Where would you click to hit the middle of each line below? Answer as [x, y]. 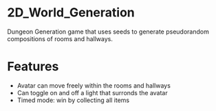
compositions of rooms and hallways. [60, 38]
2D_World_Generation [71, 13]
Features [33, 67]
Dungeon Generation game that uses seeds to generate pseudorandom [108, 32]
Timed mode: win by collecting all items [73, 100]
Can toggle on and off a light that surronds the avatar [93, 92]
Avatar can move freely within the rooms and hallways [94, 85]
